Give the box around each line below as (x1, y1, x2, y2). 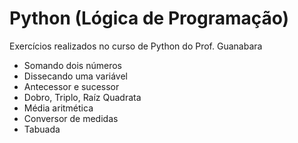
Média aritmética (23, 102, 94, 114)
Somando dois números (23, 59, 122, 71)
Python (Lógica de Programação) (9, 7, 290, 30)
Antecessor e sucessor (23, 80, 120, 92)
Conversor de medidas (23, 112, 119, 124)
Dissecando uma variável (23, 70, 129, 82)
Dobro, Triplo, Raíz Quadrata (23, 91, 142, 103)
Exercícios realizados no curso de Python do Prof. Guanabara (9, 40, 263, 52)
